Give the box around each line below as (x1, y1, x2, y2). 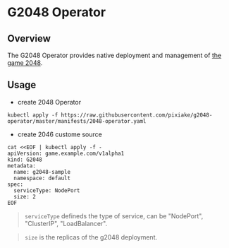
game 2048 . (7, 59, 43, 67)
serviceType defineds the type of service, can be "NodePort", (24, 211, 204, 220)
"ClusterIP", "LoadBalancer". (24, 219, 108, 228)
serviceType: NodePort (13, 187, 80, 194)
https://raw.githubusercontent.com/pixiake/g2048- (61, 111, 213, 119)
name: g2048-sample (13, 168, 71, 175)
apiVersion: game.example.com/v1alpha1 (7, 150, 125, 157)
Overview (7, 33, 51, 45)
